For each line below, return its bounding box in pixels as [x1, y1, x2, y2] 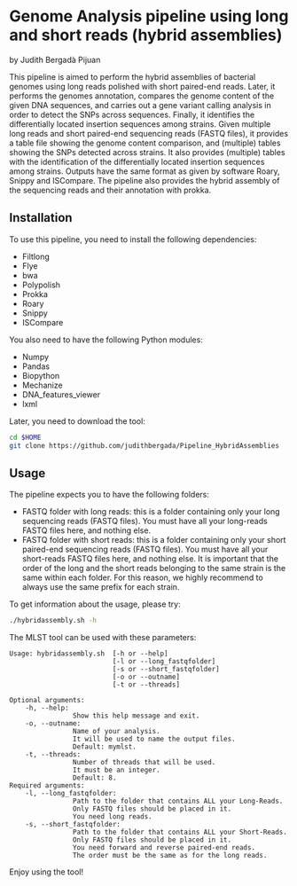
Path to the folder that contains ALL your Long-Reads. [72, 796, 284, 806]
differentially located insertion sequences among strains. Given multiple [9, 118, 271, 129]
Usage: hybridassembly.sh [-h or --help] [9, 649, 168, 658]
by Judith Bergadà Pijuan [9, 54, 101, 65]
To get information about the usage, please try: [9, 599, 181, 609]
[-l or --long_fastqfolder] [112, 657, 216, 666]
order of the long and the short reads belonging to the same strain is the [21, 563, 286, 574]
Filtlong [21, 251, 51, 262]
